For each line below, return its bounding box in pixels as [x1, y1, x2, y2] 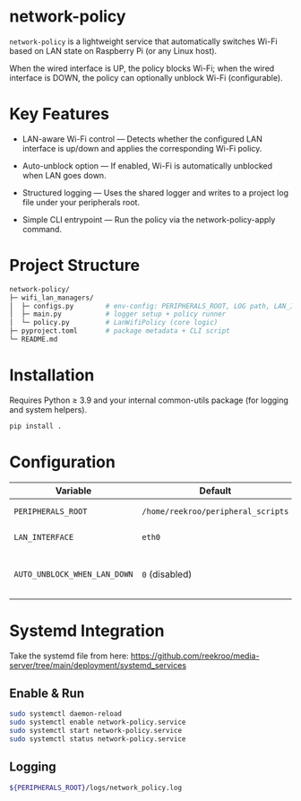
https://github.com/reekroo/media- [130, 650, 260, 661]
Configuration [9, 451, 116, 472]
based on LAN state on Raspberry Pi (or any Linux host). [9, 45, 218, 56]
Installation [9, 365, 95, 386]
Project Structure [9, 256, 141, 275]
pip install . [9, 422, 63, 431]
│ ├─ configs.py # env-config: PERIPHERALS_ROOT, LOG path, [9, 301, 271, 310]
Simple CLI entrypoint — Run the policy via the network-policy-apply [21, 213, 276, 225]
